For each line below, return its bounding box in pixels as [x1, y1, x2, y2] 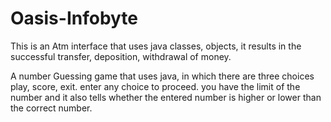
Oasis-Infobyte [10, 7, 139, 30]
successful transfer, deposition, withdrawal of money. [10, 50, 232, 62]
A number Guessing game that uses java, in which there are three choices [10, 70, 315, 82]
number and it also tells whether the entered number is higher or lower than [10, 91, 322, 103]
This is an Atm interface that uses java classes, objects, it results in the [10, 40, 302, 52]
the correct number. [10, 102, 93, 114]
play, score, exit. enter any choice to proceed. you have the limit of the [10, 80, 301, 92]
